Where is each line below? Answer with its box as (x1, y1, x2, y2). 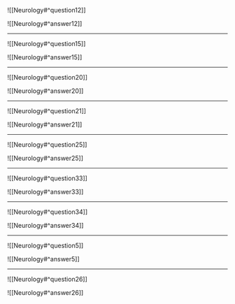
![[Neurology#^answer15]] (7, 53, 83, 61)
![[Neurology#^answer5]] (7, 255, 80, 263)
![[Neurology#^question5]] (7, 241, 84, 249)
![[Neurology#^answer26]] (7, 289, 84, 296)
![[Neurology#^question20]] (7, 73, 87, 81)
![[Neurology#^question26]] (7, 275, 87, 283)
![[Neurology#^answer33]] (7, 188, 84, 196)
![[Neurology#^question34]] (7, 208, 88, 216)
